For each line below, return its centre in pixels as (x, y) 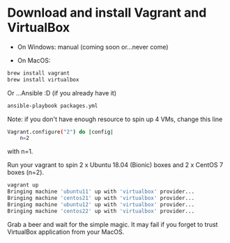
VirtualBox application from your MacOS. (66, 232)
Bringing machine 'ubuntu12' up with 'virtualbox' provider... (101, 204)
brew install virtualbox (43, 79)
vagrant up (23, 185)
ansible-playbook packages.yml (53, 106)
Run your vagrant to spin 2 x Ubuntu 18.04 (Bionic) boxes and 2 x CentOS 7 (115, 165)
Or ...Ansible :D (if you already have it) (62, 93)
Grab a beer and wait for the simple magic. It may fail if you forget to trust (113, 224)
